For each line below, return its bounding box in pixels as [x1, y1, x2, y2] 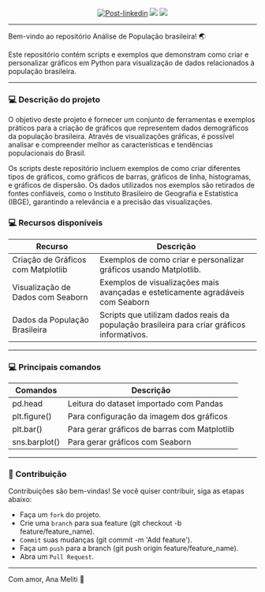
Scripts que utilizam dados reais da [99, 309, 230, 320]
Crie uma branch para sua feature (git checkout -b [19, 519, 182, 528]
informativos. [99, 329, 148, 340]
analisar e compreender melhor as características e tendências [8, 140, 213, 150]
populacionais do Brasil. [8, 148, 87, 158]
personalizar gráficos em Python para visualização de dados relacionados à [8, 58, 255, 67]
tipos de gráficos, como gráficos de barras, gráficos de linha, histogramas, [8, 172, 252, 181]
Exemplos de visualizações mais [99, 277, 219, 288]
